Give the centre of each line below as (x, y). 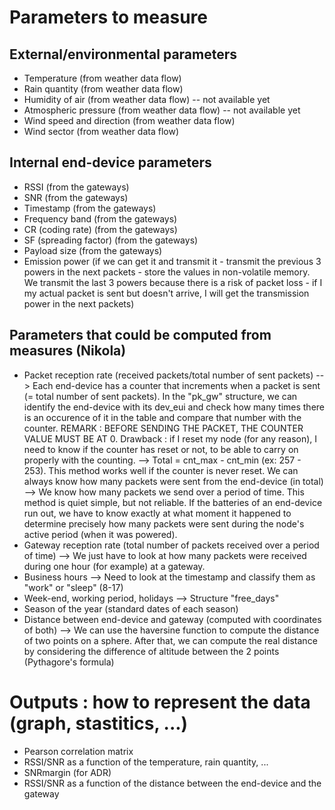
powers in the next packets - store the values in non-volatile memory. (167, 272)
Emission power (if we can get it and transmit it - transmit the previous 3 (172, 261)
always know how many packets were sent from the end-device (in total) (173, 481)
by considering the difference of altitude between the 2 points (151, 651)
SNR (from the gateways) (76, 197)
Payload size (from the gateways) (93, 250)
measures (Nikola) (68, 351)
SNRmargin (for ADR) (67, 772)
